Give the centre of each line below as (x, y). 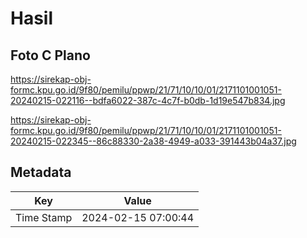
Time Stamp (44, 217)
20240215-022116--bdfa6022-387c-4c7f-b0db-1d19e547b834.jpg (148, 100)
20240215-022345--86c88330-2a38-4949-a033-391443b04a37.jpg (153, 141)
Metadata (41, 172)
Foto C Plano (50, 55)
